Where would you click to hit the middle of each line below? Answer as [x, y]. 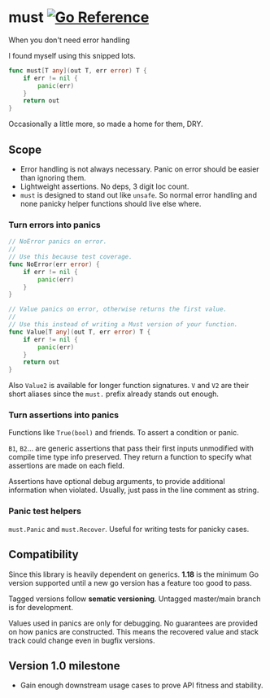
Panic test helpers [45, 511]
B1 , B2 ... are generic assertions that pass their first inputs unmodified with [131, 448]
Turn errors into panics [54, 225]
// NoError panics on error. [58, 242]
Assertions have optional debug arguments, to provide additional [117, 482]
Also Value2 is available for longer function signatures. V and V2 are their [129, 386]
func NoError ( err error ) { [54, 264]
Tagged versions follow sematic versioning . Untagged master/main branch [135, 599]
